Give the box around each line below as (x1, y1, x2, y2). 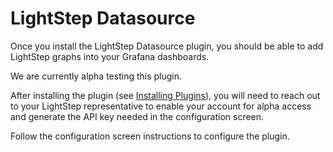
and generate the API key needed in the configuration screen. (10, 110, 265, 122)
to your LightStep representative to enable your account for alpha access (10, 100, 312, 112)
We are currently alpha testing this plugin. (10, 70, 183, 82)
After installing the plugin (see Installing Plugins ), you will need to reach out (10, 89, 321, 101)
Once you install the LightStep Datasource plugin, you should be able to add (10, 40, 324, 52)
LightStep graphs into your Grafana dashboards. (10, 50, 210, 62)
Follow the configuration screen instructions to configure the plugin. (10, 130, 290, 142)
